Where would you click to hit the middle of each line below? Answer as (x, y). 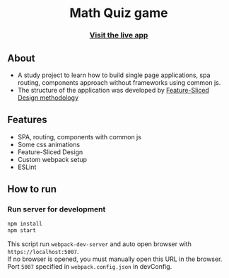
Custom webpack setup (52, 159)
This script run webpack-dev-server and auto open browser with (100, 244)
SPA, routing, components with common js (79, 137)
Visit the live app (119, 35)
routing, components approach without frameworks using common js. (119, 82)
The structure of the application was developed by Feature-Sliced (113, 90)
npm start (22, 231)
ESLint (27, 167)
